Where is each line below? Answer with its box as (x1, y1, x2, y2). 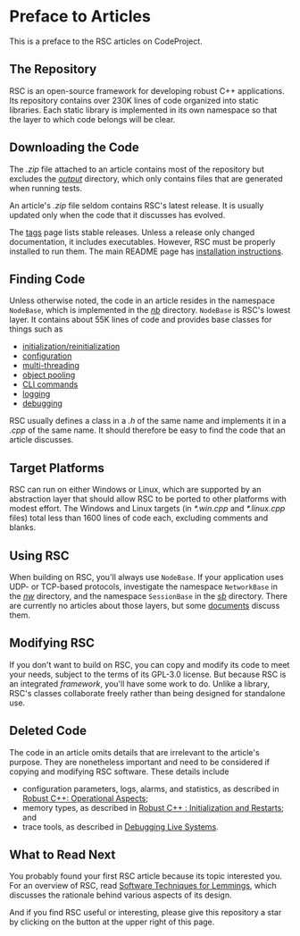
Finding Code (9, 271, 86, 287)
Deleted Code (9, 723, 87, 738)
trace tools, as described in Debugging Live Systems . (21, 821, 219, 832)
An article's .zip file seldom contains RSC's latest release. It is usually (9, 199, 264, 211)
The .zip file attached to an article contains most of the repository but (9, 164, 265, 174)
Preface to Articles (9, 6, 152, 27)
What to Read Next (9, 847, 116, 863)
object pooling (21, 369, 76, 381)
